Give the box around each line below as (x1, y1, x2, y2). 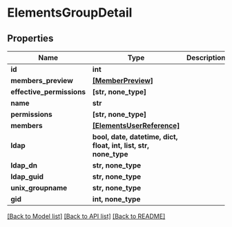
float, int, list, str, (92, 140, 150, 150)
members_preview (10, 76, 74, 85)
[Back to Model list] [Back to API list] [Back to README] (7, 212, 166, 220)
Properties (7, 33, 54, 44)
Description (186, 53, 226, 62)
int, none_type (92, 194, 141, 203)
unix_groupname (10, 183, 68, 192)
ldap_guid (10, 172, 43, 181)
